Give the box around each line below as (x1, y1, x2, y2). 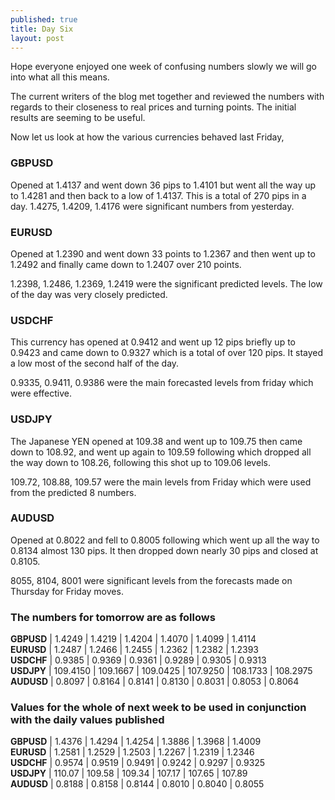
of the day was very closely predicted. (10, 288, 168, 300)
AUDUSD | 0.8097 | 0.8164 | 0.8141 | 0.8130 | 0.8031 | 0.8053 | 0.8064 (10, 676, 300, 688)
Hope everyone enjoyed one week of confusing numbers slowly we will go (10, 61, 317, 73)
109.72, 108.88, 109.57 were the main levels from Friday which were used (10, 476, 312, 488)
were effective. (10, 387, 72, 400)
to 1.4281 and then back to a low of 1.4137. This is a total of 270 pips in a (10, 189, 307, 201)
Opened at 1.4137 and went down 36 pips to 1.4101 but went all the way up (10, 179, 317, 191)
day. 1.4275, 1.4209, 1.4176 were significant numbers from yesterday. (10, 200, 295, 212)
